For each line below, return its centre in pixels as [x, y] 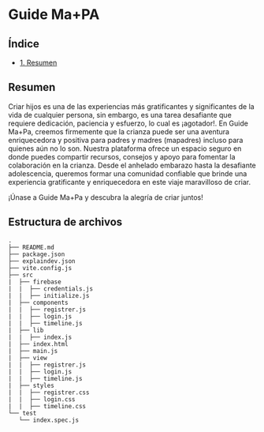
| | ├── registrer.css [49, 393]
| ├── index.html [38, 344]
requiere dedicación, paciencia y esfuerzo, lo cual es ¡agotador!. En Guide [128, 123]
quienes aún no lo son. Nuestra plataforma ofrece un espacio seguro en [125, 148]
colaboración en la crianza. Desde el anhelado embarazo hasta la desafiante [132, 165]
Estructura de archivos [65, 222]
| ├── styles [32, 385]
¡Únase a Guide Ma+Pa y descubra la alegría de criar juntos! [106, 197]
